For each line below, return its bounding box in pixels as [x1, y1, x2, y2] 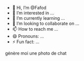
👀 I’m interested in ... [12, 10, 54, 16]
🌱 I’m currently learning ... [12, 15, 65, 21]
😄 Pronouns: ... [12, 33, 44, 39]
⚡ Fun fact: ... [12, 39, 40, 45]
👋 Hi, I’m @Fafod [12, 5, 47, 10]
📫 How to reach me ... [12, 26, 58, 32]
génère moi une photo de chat [5, 50, 67, 56]
